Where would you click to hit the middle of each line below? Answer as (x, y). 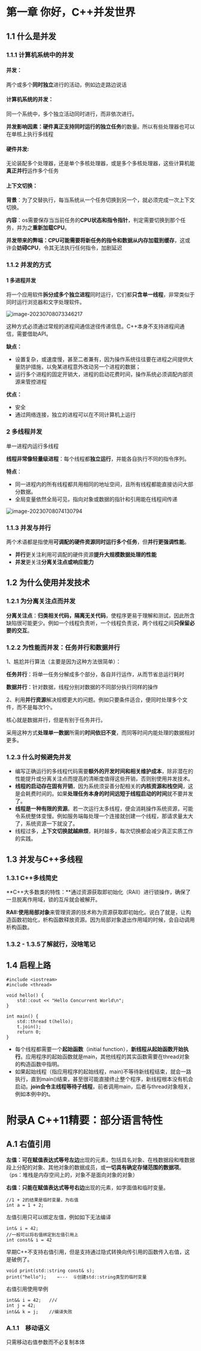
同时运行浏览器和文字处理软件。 (45, 302)
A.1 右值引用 (28, 1144)
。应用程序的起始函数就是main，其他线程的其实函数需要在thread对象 (105, 1056)
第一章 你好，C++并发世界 (71, 12)
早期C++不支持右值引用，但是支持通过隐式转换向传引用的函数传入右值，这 (98, 1252)
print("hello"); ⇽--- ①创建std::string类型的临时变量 (77, 1277)
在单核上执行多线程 (30, 134)
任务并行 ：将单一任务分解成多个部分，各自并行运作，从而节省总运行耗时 (95, 675)
